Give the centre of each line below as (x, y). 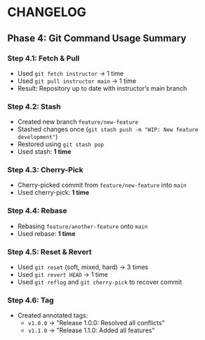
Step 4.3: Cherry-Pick (45, 170)
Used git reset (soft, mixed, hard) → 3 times (83, 267)
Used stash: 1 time (44, 152)
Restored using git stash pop (60, 144)
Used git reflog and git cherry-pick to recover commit (100, 282)
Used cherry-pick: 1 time (53, 192)
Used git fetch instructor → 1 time (71, 73)
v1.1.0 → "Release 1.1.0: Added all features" (91, 330)
